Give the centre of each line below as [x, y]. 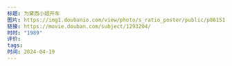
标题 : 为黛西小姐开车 [34, 13]
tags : [15, 45]
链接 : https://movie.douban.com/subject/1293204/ [79, 26]
